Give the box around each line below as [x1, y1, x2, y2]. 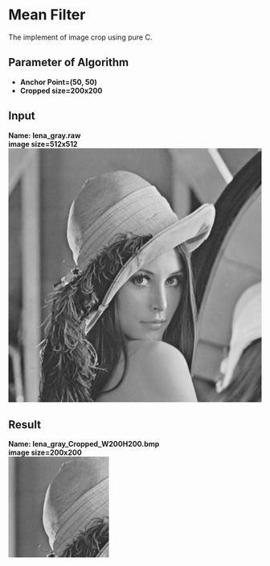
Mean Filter [8, 6, 86, 24]
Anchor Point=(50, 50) [19, 77, 98, 86]
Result [8, 418, 42, 431]
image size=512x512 [8, 139, 78, 148]
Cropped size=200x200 [19, 85, 103, 95]
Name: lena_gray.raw [8, 131, 81, 140]
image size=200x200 [8, 447, 82, 457]
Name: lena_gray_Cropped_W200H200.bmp [8, 439, 160, 449]
